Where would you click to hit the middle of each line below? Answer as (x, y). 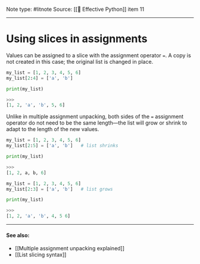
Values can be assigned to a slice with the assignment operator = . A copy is (99, 55)
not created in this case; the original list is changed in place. (80, 61)
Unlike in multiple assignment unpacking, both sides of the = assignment (95, 117)
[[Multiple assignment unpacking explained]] (70, 249)
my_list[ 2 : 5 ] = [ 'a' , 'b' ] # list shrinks (62, 146)
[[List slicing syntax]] (40, 255)
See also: (18, 235)
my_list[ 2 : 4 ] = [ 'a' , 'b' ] (40, 78)
